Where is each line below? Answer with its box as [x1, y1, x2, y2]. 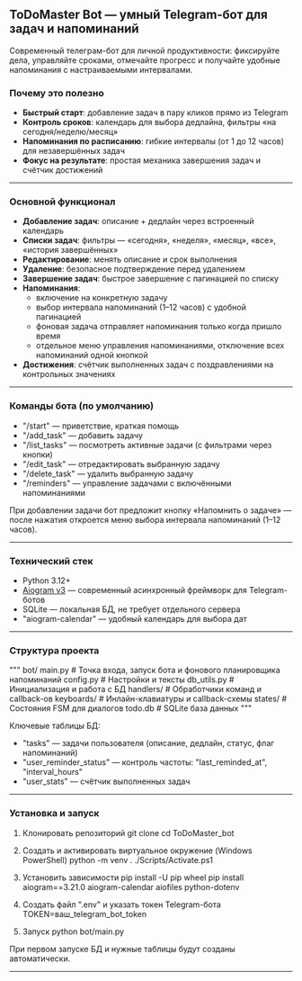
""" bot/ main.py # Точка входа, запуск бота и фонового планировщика [9, 665, 280, 676]
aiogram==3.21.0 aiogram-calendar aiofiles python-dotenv [22, 881, 240, 892]
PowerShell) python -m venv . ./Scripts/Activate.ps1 [22, 854, 214, 865]
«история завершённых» [22, 245, 119, 256]
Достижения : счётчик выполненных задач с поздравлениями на [22, 359, 274, 370]
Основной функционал [9, 195, 116, 208]
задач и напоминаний [9, 22, 139, 37]
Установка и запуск [9, 807, 100, 820]
